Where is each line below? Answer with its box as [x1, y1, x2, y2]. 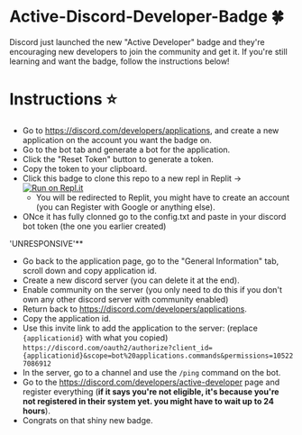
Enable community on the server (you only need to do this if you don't [22, 284, 282, 295]
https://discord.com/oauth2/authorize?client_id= [22, 343, 214, 352]
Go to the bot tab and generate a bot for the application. [22, 144, 231, 155]
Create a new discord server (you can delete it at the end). [22, 275, 241, 285]
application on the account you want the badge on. [22, 134, 212, 145]
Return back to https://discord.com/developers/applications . [22, 304, 248, 314]
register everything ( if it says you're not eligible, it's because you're [22, 385, 279, 397]
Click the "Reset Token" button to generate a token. [22, 153, 215, 164]
